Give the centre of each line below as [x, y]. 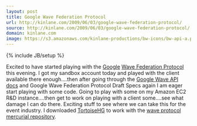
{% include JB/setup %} [35, 55]
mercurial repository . [31, 117]
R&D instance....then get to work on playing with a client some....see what [95, 98]
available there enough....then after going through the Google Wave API [92, 79]
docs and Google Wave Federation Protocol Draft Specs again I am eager [94, 85]
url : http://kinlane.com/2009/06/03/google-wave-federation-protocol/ [94, 22]
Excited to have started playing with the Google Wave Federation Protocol [95, 67]
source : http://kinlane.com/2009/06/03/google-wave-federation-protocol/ [98, 28]
